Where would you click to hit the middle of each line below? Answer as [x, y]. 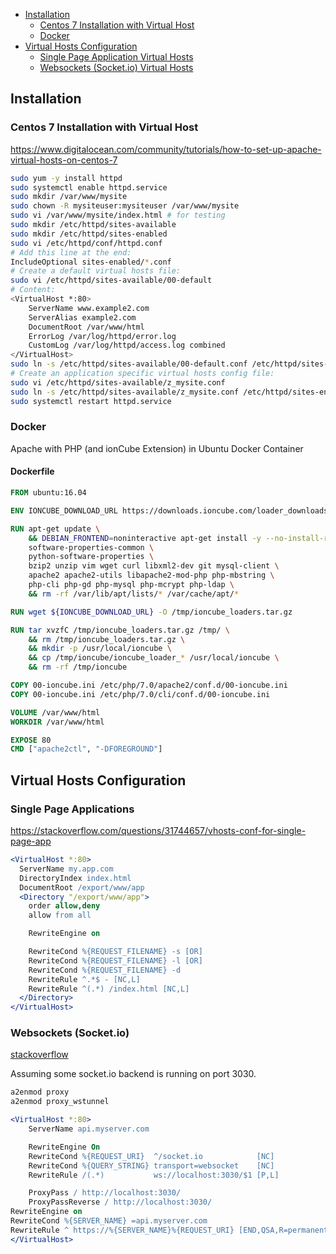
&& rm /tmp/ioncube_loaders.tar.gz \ [107, 639]
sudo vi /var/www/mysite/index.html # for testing [118, 215]
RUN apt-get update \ [55, 529]
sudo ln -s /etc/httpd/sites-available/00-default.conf [129, 364]
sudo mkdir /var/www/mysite [69, 197]
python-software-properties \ [91, 557]
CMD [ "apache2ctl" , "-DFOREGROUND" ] [86, 749]
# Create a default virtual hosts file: [96, 271]
